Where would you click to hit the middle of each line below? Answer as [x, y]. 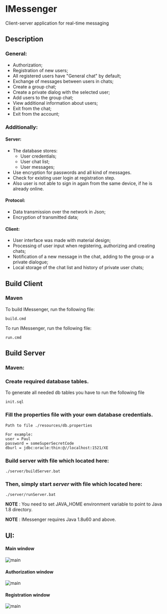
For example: [19, 434]
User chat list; [35, 161]
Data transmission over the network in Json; [59, 212]
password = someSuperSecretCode [40, 443]
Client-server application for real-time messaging [57, 23]
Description [24, 39]
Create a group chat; [34, 86]
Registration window [28, 595]
